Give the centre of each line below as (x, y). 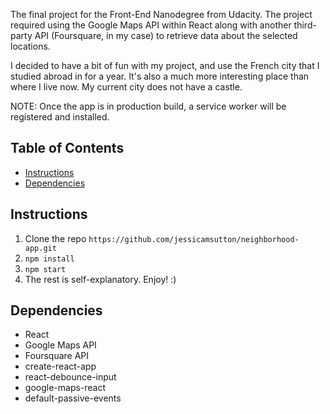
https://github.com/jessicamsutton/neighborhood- (194, 239)
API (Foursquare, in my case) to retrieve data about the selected (166, 35)
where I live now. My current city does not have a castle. (126, 87)
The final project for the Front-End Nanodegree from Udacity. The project (161, 14)
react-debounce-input (70, 377)
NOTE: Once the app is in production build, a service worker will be (148, 106)
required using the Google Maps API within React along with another (151, 25)
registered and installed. (60, 117)
